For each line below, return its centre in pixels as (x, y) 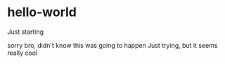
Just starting (26, 32)
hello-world (42, 12)
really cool (22, 53)
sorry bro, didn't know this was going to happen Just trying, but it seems (112, 45)
